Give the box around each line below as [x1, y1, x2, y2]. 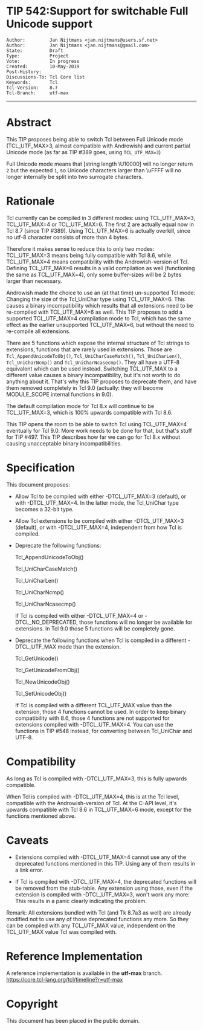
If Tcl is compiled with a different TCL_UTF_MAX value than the [14, 701, 172, 708]
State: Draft [6, 47, 63, 54]
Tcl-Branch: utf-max [6, 89, 69, 96]
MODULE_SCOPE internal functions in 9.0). [6, 390, 114, 398]
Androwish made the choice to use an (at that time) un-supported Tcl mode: [6, 289, 196, 296]
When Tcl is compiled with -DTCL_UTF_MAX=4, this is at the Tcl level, [6, 793, 179, 800]
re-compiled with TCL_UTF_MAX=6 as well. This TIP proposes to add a [6, 308, 183, 316]
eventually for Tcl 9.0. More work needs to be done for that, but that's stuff [6, 427, 192, 434]
